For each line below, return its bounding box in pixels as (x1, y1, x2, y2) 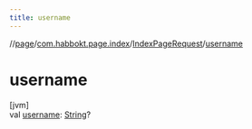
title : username (9, 13, 71, 23)
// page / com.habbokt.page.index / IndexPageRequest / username (9, 38, 243, 49)
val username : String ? (9, 109, 92, 120)
